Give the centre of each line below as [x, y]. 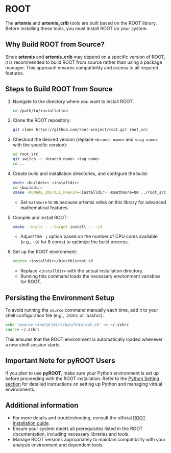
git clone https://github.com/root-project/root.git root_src [80, 130]
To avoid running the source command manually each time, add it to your [82, 310]
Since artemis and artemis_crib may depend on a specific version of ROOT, [86, 57]
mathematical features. [44, 208]
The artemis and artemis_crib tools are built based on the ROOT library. [81, 23]
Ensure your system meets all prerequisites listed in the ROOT [78, 429]
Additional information [42, 405]
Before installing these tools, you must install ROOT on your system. [77, 28]
